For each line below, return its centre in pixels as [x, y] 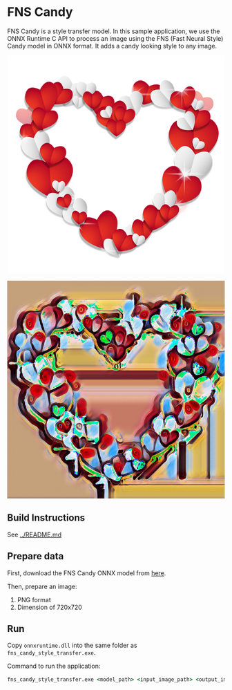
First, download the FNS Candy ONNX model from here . [87, 573]
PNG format [34, 599]
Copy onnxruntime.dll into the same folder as [72, 645]
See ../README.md [35, 534]
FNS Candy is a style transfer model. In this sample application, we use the [114, 31]
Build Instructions [46, 518]
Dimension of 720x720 [50, 607]
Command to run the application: [54, 666]
